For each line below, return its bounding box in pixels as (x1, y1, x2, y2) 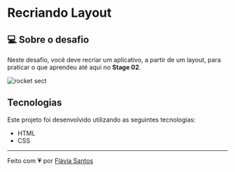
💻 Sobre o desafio (7, 34, 90, 45)
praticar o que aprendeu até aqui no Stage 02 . (7, 63, 141, 71)
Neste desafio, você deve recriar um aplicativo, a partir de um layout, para (7, 56, 222, 64)
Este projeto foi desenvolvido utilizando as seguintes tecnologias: (7, 115, 196, 124)
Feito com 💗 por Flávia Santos (7, 156, 94, 165)
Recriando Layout (7, 5, 112, 21)
